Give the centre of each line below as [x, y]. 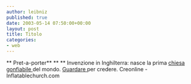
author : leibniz [27, 12]
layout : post [23, 29]
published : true [27, 18]
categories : [21, 40]
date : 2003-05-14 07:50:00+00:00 [49, 23]
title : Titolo [24, 34]
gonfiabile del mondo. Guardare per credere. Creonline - [77, 69]
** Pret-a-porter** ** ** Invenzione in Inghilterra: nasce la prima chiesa [96, 63]
